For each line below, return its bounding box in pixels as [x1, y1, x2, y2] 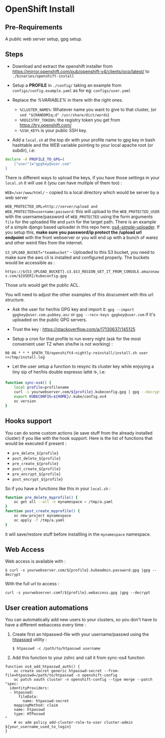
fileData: [18, 694, 38, 699]
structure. [5, 297, 25, 303]
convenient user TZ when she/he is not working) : [12, 341, 113, 347]
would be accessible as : [5, 260, 55, 266]
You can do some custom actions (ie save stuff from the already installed [5, 430, 153, 436]
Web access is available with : [5, 558, 66, 564]
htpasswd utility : [12, 637, 47, 643]
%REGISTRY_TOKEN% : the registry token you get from [19, 117, 120, 123]
